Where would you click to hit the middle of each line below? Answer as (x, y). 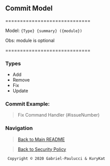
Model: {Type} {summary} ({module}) (44, 31)
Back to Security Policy (42, 149)
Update (20, 91)
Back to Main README (41, 139)
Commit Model (29, 8)
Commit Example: (28, 104)
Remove (21, 80)
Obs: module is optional (30, 40)
